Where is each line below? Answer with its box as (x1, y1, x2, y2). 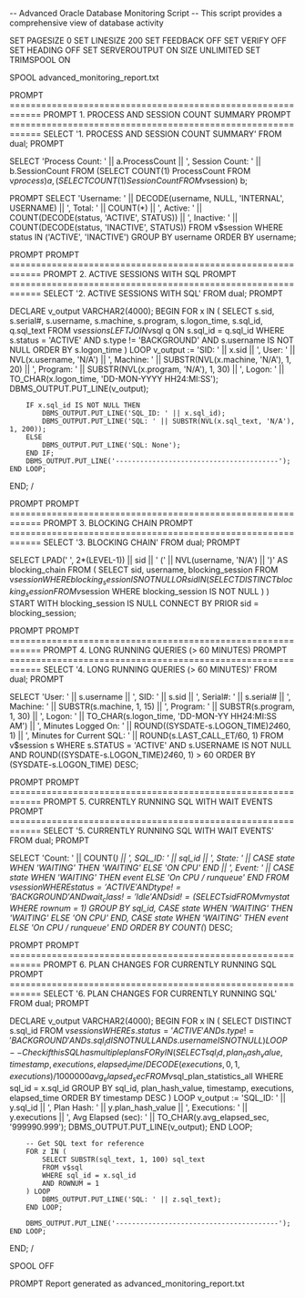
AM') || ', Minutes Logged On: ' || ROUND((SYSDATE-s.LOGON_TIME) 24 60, (9, 720, 291, 731)
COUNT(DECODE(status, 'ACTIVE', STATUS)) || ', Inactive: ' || (9, 212, 239, 222)
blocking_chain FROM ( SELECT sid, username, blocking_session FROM (9, 564, 279, 575)
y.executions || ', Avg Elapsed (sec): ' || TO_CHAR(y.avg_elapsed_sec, (9, 1111, 269, 1122)
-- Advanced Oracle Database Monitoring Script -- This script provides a (9, 8, 282, 18)
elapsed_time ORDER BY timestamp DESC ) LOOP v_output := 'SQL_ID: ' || (9, 1092, 287, 1103)
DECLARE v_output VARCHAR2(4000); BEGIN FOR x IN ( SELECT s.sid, (9, 305, 275, 316)
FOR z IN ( (25, 1147, 67, 1156)
